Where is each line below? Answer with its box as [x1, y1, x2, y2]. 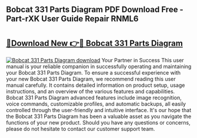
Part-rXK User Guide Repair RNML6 [6, 14, 139, 24]
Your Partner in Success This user [101, 57, 184, 63]
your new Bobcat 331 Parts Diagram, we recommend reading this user [6, 76, 176, 82]
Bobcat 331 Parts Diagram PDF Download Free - [6, 5, 183, 15]
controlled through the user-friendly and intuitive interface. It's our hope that [6, 107, 192, 113]
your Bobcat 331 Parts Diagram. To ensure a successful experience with [6, 69, 181, 76]
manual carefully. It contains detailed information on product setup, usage [6, 82, 185, 89]
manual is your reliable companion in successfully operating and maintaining [6, 63, 192, 70]
